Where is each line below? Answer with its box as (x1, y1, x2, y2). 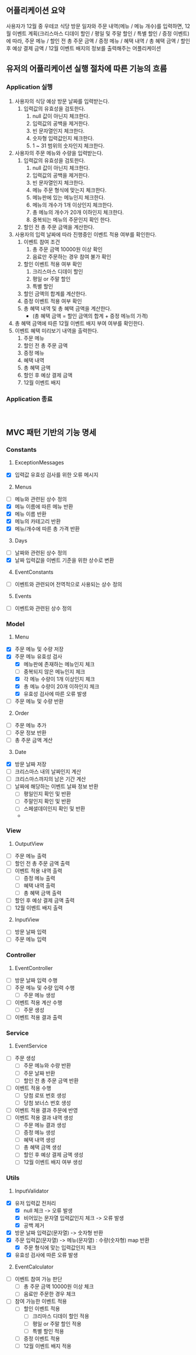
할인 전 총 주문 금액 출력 (14, 859, 70, 866)
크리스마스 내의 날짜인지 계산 (14, 768, 81, 775)
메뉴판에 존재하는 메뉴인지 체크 (23, 660, 95, 667)
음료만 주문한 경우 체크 (23, 1290, 76, 1298)
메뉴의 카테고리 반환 (14, 518, 61, 525)
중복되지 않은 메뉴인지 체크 (23, 668, 86, 675)
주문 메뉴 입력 (14, 936, 47, 943)
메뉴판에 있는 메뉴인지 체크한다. (32, 194, 105, 201)
